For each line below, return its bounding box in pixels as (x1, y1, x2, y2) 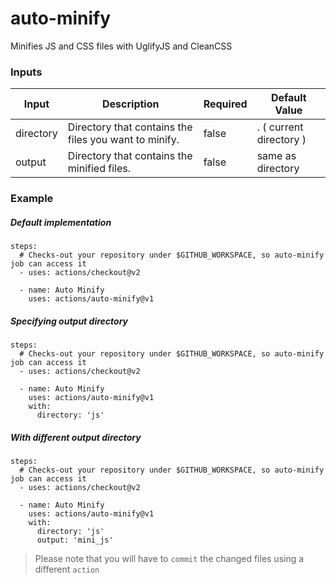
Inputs (10, 65, 43, 79)
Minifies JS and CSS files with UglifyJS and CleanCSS (10, 40, 233, 52)
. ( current (256, 120, 304, 134)
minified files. (67, 162, 132, 176)
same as (256, 149, 297, 163)
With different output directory (10, 431, 142, 443)
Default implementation (10, 216, 112, 228)
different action (34, 563, 100, 576)
